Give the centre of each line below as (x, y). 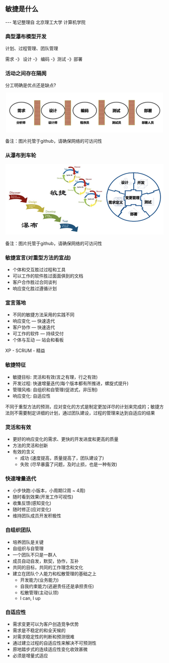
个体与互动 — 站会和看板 (38, 340)
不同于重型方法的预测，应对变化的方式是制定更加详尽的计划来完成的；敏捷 (82, 406)
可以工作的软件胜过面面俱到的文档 (48, 276)
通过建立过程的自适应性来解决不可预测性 (54, 643)
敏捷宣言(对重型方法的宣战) (38, 258)
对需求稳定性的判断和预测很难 (43, 636)
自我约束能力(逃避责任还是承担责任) (57, 586)
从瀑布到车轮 (21, 155)
